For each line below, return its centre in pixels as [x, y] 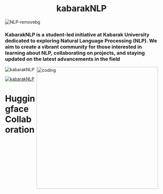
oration [20, 130]
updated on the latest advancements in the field [63, 59]
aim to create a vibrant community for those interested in [73, 47]
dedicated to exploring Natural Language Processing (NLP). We [81, 40]
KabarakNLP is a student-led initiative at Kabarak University [77, 35]
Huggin [20, 99]
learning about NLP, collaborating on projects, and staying [75, 53]
